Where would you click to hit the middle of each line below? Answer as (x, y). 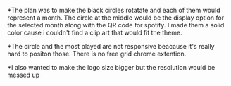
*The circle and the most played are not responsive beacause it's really (111, 46)
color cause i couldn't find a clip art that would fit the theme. (95, 32)
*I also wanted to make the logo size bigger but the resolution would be (111, 67)
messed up (24, 75)
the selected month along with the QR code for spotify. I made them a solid (116, 25)
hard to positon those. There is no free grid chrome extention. (97, 54)
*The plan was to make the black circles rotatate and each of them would (114, 10)
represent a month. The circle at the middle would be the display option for (115, 18)
